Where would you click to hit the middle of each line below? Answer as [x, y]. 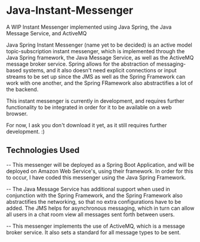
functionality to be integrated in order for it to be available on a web [89, 107]
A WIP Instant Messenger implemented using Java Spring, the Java [89, 27]
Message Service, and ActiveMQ [47, 33]
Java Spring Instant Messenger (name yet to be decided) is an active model [99, 45]
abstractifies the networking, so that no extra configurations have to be [94, 201]
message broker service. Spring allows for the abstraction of [81, 64]
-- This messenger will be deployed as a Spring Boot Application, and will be [100, 164]
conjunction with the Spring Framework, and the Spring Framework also [95, 195]
